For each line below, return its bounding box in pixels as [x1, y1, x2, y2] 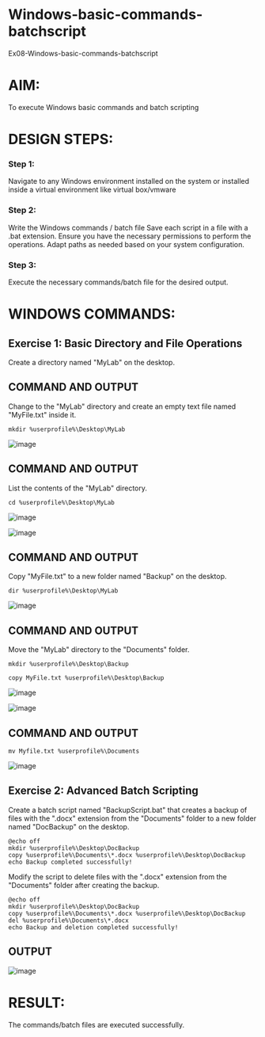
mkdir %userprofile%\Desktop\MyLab [8, 425, 126, 433]
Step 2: [8, 204, 37, 215]
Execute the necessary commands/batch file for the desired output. [8, 277, 229, 287]
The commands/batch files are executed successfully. [8, 1020, 185, 1029]
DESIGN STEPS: [8, 131, 114, 148]
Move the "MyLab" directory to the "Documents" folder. [8, 645, 190, 654]
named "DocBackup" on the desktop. [8, 822, 130, 831]
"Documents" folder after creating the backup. [8, 880, 160, 890]
